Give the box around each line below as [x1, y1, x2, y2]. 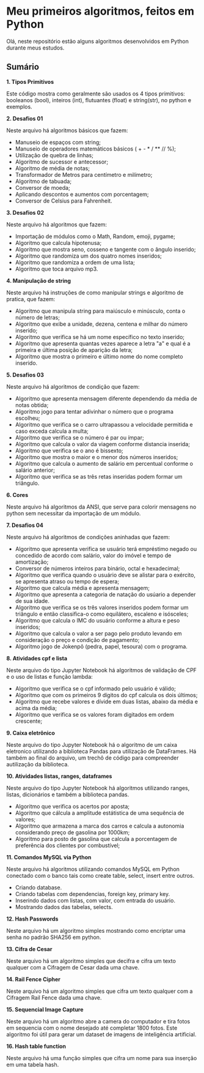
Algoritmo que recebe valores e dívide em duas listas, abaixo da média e [15, 698, 199, 705]
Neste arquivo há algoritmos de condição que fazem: [6, 383, 140, 390]
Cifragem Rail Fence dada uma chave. [6, 993, 102, 1001]
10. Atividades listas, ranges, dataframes [6, 772, 112, 780]
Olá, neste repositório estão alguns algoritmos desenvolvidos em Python [6, 37, 189, 45]
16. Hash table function [6, 1042, 66, 1050]
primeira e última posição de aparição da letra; [15, 346, 133, 353]
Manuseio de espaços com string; [15, 138, 101, 146]
